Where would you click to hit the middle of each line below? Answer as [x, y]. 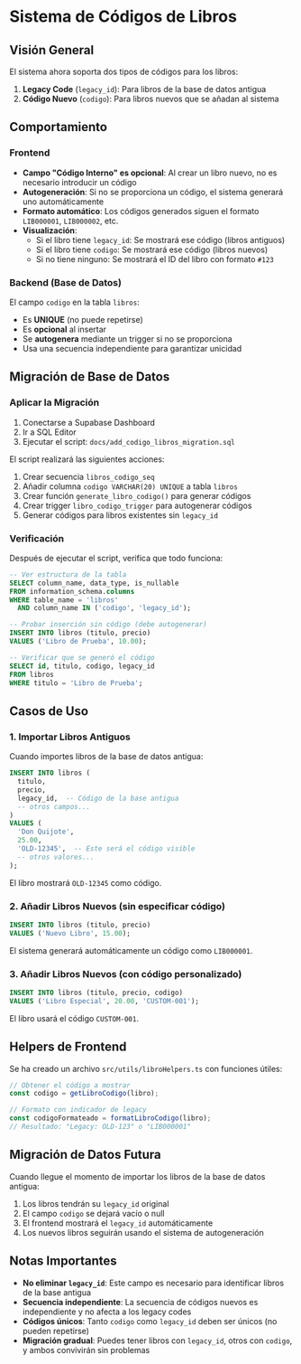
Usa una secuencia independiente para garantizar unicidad [132, 348]
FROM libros [32, 674]
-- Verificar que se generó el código [82, 657]
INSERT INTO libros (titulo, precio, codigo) [96, 992]
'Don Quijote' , [46, 832]
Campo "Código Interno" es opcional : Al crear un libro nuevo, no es [150, 173]
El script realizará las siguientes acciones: [87, 459]
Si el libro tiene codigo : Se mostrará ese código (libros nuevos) [152, 249]
